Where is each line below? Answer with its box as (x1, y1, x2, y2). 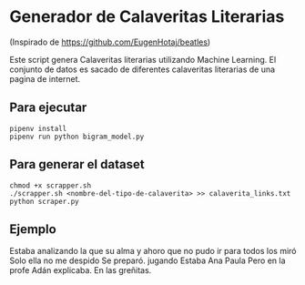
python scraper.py (9, 197, 79, 206)
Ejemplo (9, 221, 56, 237)
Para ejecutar (9, 100, 87, 116)
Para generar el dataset (9, 157, 145, 172)
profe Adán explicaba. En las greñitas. (9, 265, 152, 276)
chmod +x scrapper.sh (9, 180, 92, 190)
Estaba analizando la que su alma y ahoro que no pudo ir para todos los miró (9, 246, 298, 257)
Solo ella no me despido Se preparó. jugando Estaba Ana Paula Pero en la (9, 255, 286, 266)
